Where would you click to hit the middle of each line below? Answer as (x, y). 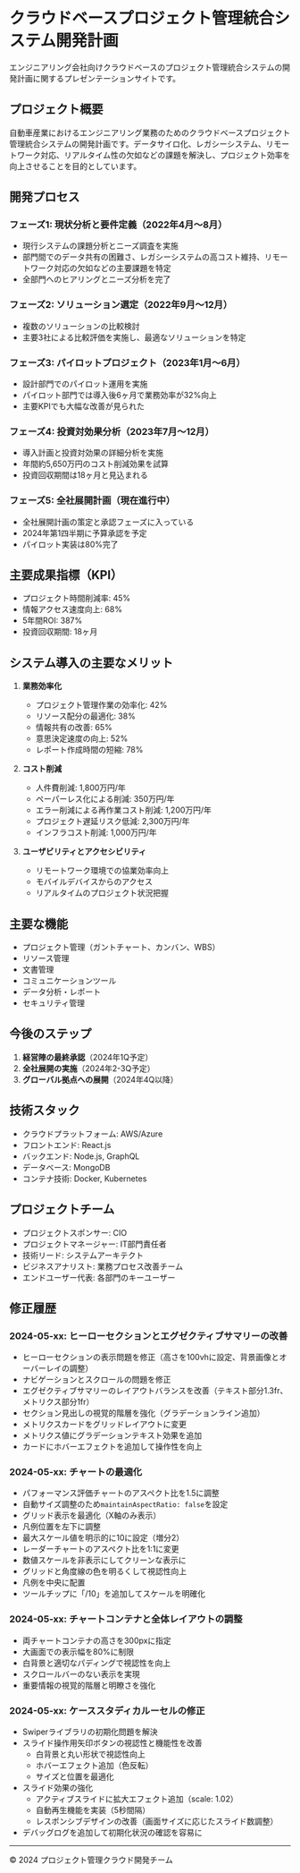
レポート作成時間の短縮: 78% (89, 750)
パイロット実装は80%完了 (70, 544)
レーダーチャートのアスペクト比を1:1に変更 (101, 1549)
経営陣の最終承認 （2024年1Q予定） (87, 1057)
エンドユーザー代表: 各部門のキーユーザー (99, 1277)
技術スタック (45, 1111)
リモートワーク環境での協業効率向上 (102, 871)
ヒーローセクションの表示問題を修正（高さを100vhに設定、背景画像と (150, 1358)
